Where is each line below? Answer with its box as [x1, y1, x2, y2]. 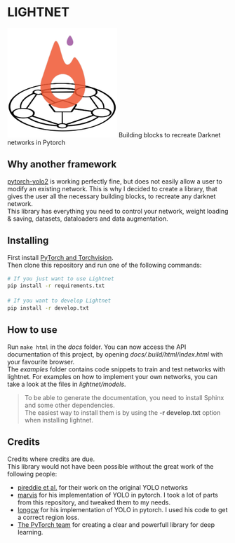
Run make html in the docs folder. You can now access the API [7, 343, 187, 351]
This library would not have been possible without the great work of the [7, 462, 214, 470]
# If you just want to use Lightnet [7, 275, 114, 282]
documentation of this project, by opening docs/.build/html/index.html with [7, 350, 223, 358]
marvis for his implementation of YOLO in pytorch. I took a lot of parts [17, 490, 219, 499]
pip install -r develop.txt [7, 305, 90, 312]
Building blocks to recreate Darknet [118, 130, 221, 139]
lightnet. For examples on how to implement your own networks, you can [7, 372, 217, 380]
